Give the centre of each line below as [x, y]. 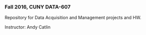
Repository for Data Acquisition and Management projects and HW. [73, 18]
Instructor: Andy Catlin [27, 27]
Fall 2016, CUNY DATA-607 [38, 7]
